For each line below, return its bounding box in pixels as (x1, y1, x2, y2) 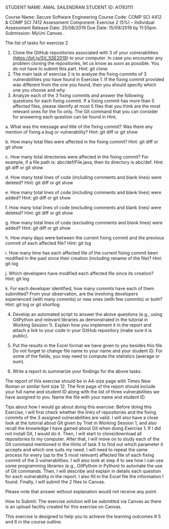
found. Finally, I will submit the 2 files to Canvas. (5, 479, 105, 485)
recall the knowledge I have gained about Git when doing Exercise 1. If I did (5, 425, 161, 431)
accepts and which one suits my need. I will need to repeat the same (5, 447, 148, 452)
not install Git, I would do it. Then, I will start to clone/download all (5, 431, 142, 436)
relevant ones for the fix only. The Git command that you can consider (12, 108, 158, 114)
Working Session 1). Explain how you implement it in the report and (12, 322, 152, 328)
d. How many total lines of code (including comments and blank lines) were (5, 174, 162, 180)
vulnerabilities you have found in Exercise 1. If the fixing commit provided (12, 77, 164, 82)
